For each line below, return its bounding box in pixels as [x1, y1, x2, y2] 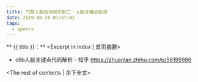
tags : [6, 20, 20, 26]
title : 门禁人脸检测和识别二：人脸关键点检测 [6, 9, 108, 15]
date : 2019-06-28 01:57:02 [6, 15, 75, 21]
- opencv [12, 26, 34, 32]
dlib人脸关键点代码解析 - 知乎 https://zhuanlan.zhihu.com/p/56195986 [15, 56, 192, 64]
